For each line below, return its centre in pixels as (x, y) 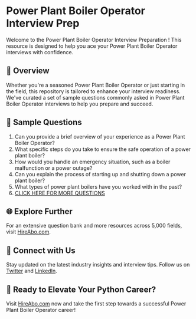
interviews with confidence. (40, 52)
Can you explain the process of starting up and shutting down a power (100, 174)
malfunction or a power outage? (53, 168)
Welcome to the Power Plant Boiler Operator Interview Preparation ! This (94, 40)
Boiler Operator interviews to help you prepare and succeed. (80, 104)
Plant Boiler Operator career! (41, 310)
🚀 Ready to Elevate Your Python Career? (81, 289)
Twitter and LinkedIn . (32, 271)
